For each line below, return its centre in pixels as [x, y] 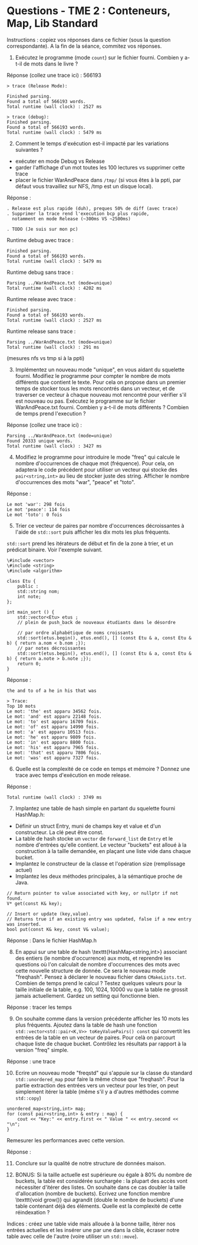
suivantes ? [29, 149]
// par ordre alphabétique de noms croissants [75, 633]
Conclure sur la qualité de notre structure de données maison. [90, 1163]
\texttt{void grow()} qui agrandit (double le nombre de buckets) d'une [100, 1200]
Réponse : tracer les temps [39, 1007]
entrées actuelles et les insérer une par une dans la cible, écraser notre [93, 1230]
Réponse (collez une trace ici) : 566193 [54, 75]
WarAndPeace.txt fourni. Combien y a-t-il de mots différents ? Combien [102, 407]
